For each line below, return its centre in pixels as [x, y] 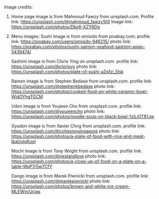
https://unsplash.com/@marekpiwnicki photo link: [61, 181]
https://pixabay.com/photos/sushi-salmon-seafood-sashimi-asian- [78, 47]
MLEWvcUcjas [26, 191]
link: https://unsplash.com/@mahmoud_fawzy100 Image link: [72, 22]
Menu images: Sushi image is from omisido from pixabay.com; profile [80, 36]
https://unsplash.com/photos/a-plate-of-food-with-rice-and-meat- [78, 136]
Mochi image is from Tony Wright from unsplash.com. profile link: [77, 151]
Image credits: [18, 7]
